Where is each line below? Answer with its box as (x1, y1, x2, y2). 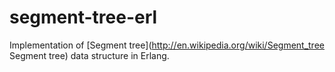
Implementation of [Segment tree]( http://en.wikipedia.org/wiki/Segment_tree (9, 39, 325, 51)
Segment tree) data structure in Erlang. (9, 49, 170, 61)
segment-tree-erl (9, 6, 158, 29)
